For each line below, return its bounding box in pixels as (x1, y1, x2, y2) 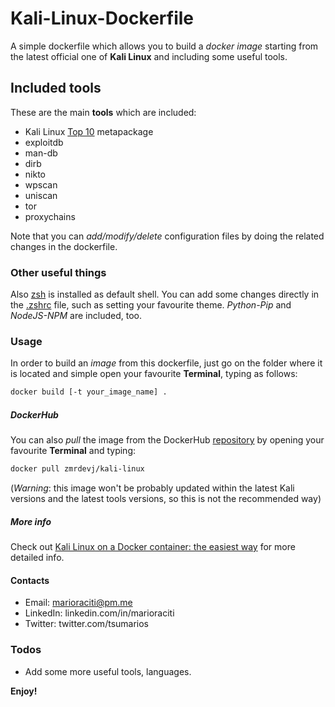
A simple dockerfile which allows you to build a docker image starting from (10, 40, 319, 52)
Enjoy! (10, 685, 38, 697)
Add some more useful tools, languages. (24, 665, 192, 677)
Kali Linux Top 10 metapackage (24, 125, 154, 137)
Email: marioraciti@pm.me (24, 597, 133, 609)
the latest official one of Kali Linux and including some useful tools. (10, 50, 288, 62)
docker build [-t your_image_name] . (10, 387, 168, 397)
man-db (24, 147, 58, 159)
